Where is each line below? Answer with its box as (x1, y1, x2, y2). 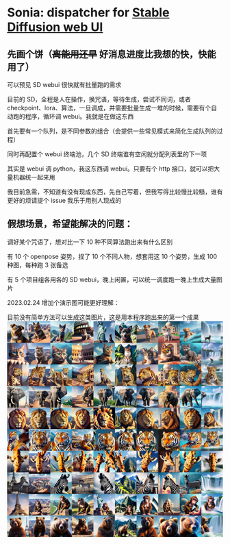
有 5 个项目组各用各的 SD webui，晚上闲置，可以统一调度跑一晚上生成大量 (7, 275, 217, 284)
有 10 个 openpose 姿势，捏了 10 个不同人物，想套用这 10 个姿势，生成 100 (7, 252, 218, 260)
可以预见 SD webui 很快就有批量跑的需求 (7, 81, 122, 88)
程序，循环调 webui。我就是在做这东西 (25, 112, 134, 121)
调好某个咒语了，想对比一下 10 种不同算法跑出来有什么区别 (7, 238, 173, 246)
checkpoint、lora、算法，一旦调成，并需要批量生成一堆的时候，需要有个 (7, 104, 212, 112)
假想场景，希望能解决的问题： (7, 218, 133, 230)
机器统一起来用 (12, 173, 55, 181)
